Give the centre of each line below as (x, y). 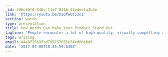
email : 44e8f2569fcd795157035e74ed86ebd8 (49, 42)
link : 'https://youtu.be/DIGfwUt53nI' (45, 14)
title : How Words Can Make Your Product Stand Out (59, 28)
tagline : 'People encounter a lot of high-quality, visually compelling (82, 33)
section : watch (21, 19)
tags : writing (20, 38)
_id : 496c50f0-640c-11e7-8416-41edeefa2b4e (51, 10)
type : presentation (25, 24)
